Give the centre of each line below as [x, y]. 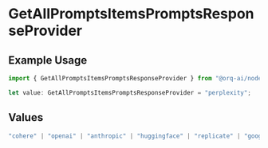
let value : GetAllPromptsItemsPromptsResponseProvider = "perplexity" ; [130, 92]
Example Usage [48, 60]
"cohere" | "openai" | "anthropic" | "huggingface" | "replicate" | [124, 136]
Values [26, 117]
